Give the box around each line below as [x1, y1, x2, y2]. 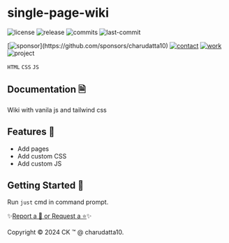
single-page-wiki [7, 5, 110, 21]
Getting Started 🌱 [7, 179, 84, 191]
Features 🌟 [7, 126, 55, 138]
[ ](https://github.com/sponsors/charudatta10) [7, 41, 169, 50]
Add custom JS [17, 159, 62, 168]
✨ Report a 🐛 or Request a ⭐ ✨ [7, 212, 92, 221]
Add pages [17, 145, 50, 153]
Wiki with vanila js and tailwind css [7, 105, 107, 114]
